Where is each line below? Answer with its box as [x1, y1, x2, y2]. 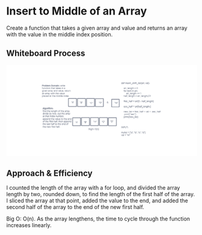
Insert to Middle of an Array [6, 4, 147, 18]
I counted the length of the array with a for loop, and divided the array [6, 184, 180, 191]
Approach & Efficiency [6, 168, 93, 178]
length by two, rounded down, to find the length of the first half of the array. [6, 191, 195, 198]
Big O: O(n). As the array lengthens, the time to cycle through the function [6, 215, 191, 222]
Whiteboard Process [6, 48, 86, 59]
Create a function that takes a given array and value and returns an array [6, 24, 187, 31]
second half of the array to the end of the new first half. [6, 204, 145, 211]
